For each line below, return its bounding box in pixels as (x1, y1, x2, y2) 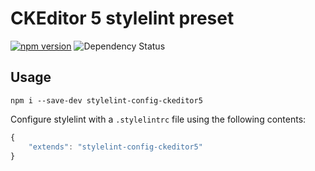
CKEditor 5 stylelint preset (10, 7, 235, 30)
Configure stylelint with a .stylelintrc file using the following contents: (10, 113, 307, 125)
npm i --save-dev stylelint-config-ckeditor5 (10, 95, 203, 106)
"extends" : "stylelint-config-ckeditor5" (28, 142, 203, 152)
